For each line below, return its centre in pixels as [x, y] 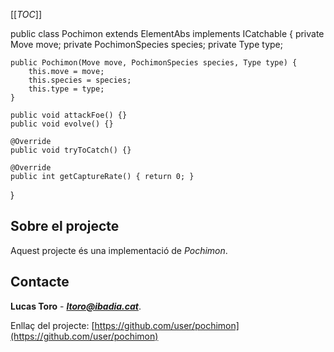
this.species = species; [80, 80]
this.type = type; [66, 89]
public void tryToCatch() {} [71, 150]
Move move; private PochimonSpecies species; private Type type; [146, 44]
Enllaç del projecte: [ [52, 325]
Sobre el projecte [65, 226]
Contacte [40, 282]
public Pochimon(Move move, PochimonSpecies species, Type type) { [154, 63]
